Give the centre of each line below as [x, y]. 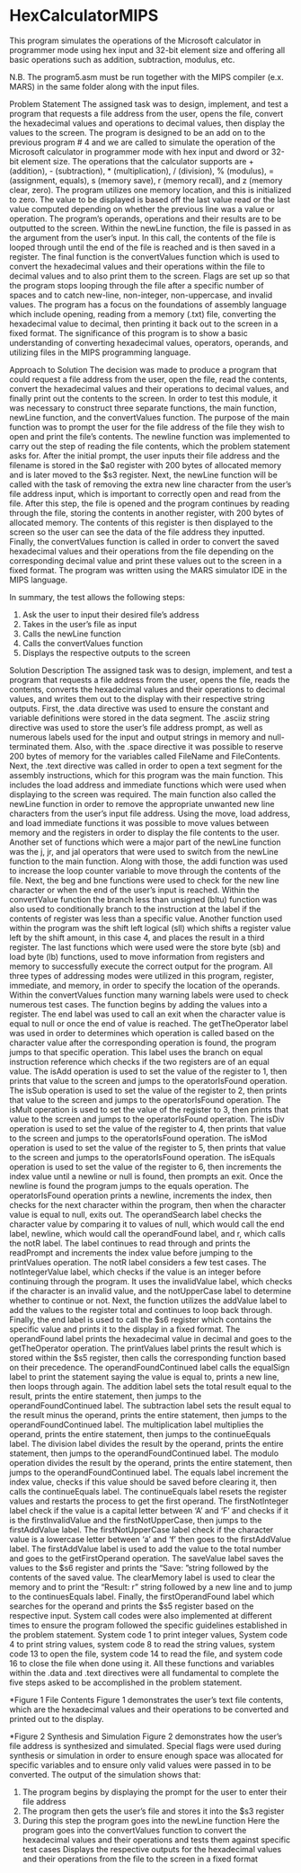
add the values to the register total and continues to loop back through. [141, 1309]
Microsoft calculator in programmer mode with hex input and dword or [139, 151]
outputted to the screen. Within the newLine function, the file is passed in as [150, 228]
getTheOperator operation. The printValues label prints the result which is [146, 1348]
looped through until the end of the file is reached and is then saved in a [142, 247]
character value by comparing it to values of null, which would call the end [147, 1224]
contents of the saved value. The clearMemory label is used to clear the [142, 1577]
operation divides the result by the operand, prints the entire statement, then [151, 1462]
